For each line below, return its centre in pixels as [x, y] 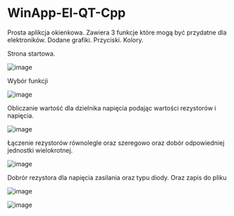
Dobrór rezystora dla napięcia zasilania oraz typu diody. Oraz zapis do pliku [117, 177]
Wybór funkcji [27, 81]
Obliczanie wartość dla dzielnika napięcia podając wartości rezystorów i [112, 108]
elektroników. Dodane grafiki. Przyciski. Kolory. [75, 39]
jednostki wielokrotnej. [40, 150]
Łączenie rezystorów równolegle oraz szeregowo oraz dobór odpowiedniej [116, 143]
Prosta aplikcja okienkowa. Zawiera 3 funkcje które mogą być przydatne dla [117, 32]
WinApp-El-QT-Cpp [67, 13]
